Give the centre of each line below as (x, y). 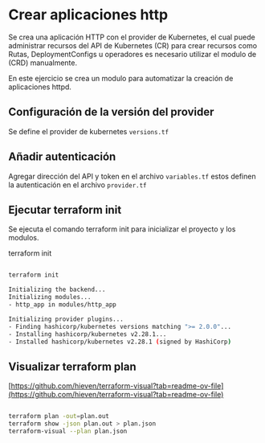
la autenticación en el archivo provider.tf (77, 185)
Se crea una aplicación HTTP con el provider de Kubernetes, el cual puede (132, 37)
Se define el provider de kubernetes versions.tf (89, 131)
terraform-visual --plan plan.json (68, 431)
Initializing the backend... (57, 290)
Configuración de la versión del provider (111, 112)
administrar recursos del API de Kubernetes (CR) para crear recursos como (133, 45)
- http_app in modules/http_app (62, 305)
